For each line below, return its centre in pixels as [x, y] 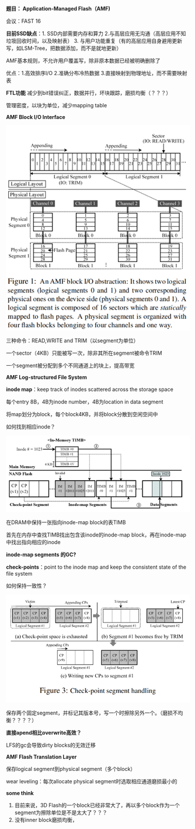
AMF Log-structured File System [47, 378]
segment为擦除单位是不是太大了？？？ [61, 813]
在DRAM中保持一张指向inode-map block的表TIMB [66, 522]
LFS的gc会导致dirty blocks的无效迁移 [51, 745]
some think [20, 793]
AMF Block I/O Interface [36, 117]
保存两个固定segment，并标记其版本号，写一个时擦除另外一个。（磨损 [90, 713]
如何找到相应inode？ [31, 427]
